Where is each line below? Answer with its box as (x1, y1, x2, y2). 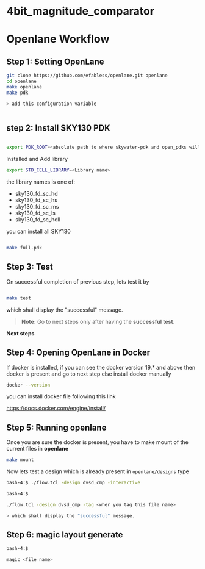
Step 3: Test (6, 262, 53, 272)
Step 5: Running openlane (6, 422, 107, 432)
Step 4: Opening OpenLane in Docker (6, 348, 151, 358)
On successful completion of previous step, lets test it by (6, 277, 149, 285)
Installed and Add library (6, 156, 68, 163)
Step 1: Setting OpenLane (6, 56, 105, 66)
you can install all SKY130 (6, 227, 71, 235)
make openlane (6, 84, 43, 90)
